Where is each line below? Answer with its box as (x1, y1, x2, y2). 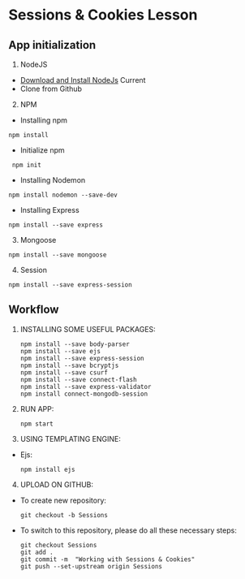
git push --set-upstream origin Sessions (19, 562, 162, 570)
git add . (19, 548, 54, 556)
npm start (19, 420, 54, 428)
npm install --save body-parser (19, 339, 130, 348)
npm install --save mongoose (8, 251, 107, 259)
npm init (11, 161, 42, 169)
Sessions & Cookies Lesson (8, 6, 198, 24)
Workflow (8, 303, 59, 317)
